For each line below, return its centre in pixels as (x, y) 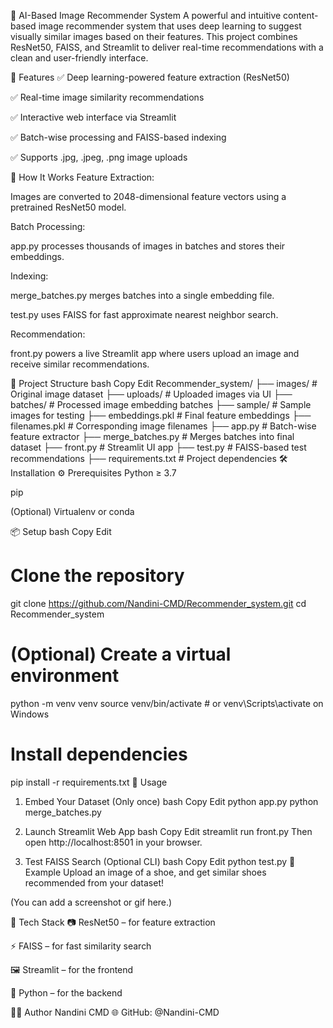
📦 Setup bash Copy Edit (61, 531)
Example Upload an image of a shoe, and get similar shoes (145, 872)
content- (301, 15)
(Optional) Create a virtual (121, 654)
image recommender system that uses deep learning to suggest (170, 26)
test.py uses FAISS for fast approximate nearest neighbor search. (144, 314)
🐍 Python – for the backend (66, 992)
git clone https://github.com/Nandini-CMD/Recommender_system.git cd (158, 603)
